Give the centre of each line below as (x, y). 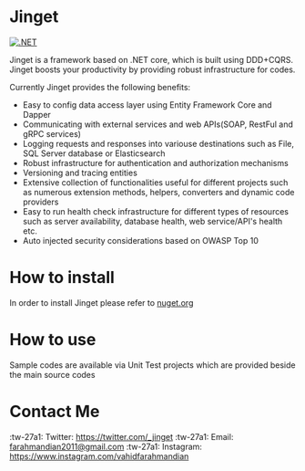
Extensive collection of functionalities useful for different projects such (155, 182)
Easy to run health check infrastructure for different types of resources (156, 211)
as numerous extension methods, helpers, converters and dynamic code (158, 192)
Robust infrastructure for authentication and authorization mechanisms (155, 162)
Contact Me (55, 412)
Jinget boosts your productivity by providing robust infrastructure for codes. (152, 69)
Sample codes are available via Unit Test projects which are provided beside (152, 365)
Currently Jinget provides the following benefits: (100, 87)
